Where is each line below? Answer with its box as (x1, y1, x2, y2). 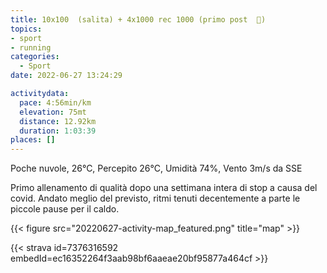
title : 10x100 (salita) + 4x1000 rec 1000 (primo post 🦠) (10, 14, 267, 25)
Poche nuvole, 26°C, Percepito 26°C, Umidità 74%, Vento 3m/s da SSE (10, 162, 303, 175)
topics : (10, 24, 43, 34)
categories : (10, 52, 60, 62)
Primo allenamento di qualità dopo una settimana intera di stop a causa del (10, 182, 318, 194)
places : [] (10, 135, 56, 145)
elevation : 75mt (19, 107, 87, 117)
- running (10, 42, 52, 53)
